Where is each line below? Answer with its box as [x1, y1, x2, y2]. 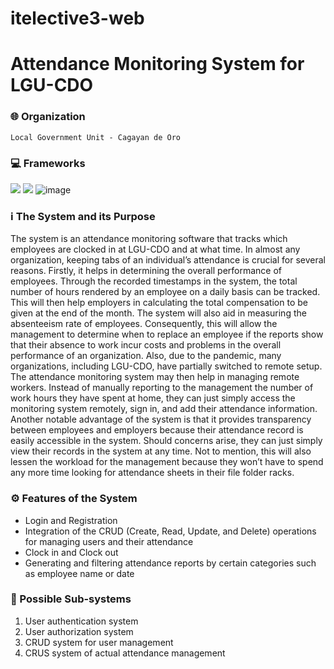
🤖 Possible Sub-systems [10, 592, 132, 606]
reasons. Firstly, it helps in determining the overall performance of [10, 265, 283, 277]
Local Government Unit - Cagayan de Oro [10, 132, 182, 142]
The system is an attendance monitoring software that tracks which [10, 233, 288, 245]
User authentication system [24, 615, 139, 627]
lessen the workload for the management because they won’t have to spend [10, 456, 324, 468]
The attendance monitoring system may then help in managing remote [10, 371, 300, 383]
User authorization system [24, 625, 134, 637]
